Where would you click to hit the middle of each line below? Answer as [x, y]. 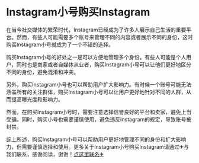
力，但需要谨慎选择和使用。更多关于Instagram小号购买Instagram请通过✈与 [98, 146]
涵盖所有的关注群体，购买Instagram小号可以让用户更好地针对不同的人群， [96, 92]
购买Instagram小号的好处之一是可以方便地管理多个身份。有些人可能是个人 [96, 57]
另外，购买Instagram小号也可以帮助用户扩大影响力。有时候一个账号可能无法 [99, 84]
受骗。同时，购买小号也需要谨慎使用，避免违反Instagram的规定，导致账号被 [99, 119]
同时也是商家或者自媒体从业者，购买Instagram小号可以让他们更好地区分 [104, 64]
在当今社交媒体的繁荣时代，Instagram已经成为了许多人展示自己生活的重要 [96, 30]
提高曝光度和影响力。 [37, 99]
